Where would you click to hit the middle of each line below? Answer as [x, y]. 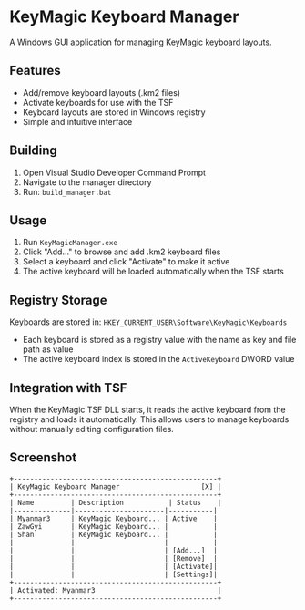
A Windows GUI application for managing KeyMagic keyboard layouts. [141, 42]
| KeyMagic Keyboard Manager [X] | [116, 486]
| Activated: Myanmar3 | [116, 590]
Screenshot [43, 458]
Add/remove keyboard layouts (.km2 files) [101, 92]
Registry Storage [58, 300]
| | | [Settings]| [114, 574]
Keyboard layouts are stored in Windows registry [114, 112]
